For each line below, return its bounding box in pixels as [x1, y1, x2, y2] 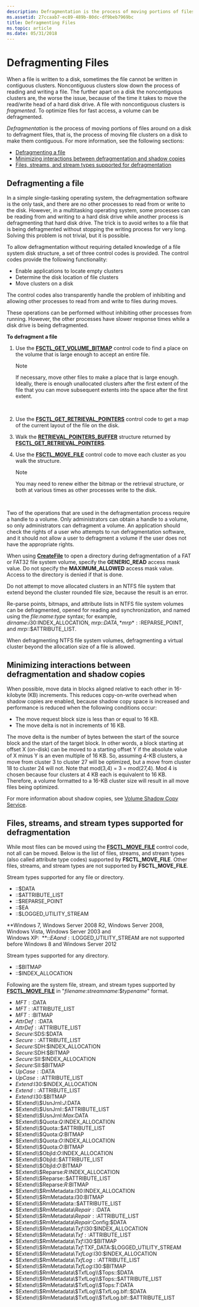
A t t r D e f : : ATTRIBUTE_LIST [15, 1024, 81, 1031]
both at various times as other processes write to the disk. [15, 486, 157, 494]
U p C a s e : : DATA [15, 1068, 56, 1075]
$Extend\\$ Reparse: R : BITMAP [15, 1180, 89, 1188]
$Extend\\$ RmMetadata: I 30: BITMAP [15, 1194, 105, 1201]
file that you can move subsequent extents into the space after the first [15, 386, 188, 393]
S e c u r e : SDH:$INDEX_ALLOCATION [15, 1043, 101, 1050]
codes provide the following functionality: [6, 255, 108, 263]
